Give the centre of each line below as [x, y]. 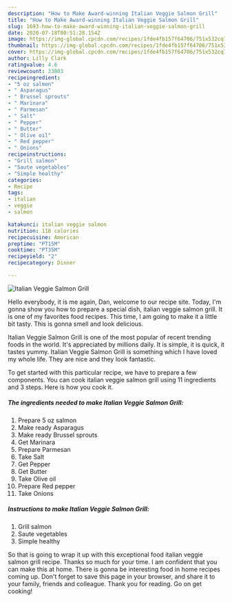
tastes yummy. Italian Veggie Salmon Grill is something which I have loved [113, 351]
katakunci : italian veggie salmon [57, 225]
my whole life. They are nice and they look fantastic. [82, 359]
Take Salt [31, 457]
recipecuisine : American [43, 237]
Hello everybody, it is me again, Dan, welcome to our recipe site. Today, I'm [115, 302]
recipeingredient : [34, 77]
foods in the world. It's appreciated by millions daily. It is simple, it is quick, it [116, 344]
